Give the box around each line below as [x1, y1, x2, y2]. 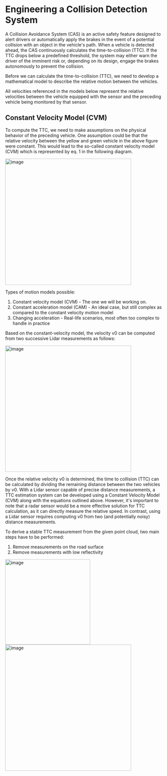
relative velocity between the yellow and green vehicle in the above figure [5, 137, 158, 143]
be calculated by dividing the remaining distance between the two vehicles [5, 481, 160, 487]
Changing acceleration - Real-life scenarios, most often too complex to [12, 315, 160, 321]
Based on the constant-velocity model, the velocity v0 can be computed [5, 330, 155, 336]
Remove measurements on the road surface [12, 544, 104, 550]
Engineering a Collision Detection [5, 4, 147, 15]
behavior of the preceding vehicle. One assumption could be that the [5, 132, 148, 138]
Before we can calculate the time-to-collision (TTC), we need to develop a [5, 73, 159, 79]
